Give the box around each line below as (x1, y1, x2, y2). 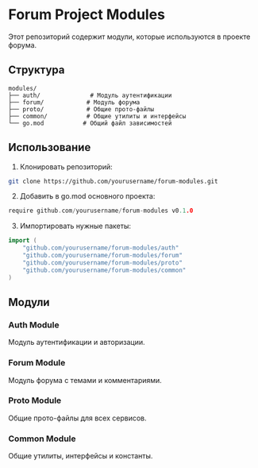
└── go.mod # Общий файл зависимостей (8, 119, 172, 127)
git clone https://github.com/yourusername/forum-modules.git (8, 177, 218, 185)
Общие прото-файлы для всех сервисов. (8, 413, 147, 423)
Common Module (8, 433, 77, 444)
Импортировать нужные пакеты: (19, 221, 131, 231)
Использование (8, 141, 91, 154)
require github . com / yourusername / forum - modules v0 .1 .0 (8, 207, 194, 215)
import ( (8, 237, 37, 245)
